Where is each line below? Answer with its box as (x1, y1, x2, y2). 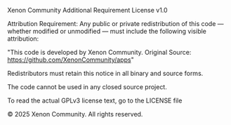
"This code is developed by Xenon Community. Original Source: (7, 48, 192, 56)
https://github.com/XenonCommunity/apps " (7, 55, 135, 64)
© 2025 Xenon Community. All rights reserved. (7, 110, 143, 118)
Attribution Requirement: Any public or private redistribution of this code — (7, 20, 224, 27)
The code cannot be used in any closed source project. (7, 83, 167, 91)
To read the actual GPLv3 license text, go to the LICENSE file (7, 96, 183, 105)
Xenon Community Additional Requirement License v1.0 (7, 6, 168, 14)
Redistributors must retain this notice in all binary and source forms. (7, 70, 204, 77)
